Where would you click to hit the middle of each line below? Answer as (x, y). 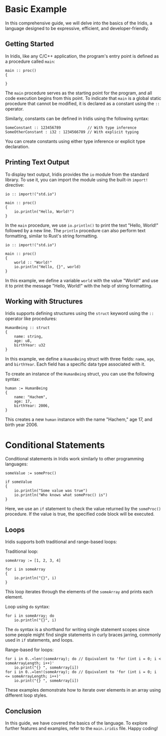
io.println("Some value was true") (51, 491)
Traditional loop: (22, 552)
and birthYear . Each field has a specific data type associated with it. (75, 364)
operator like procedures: (31, 319)
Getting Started (30, 44)
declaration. (17, 146)
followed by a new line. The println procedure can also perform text (75, 230)
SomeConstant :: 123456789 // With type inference (71, 128)
